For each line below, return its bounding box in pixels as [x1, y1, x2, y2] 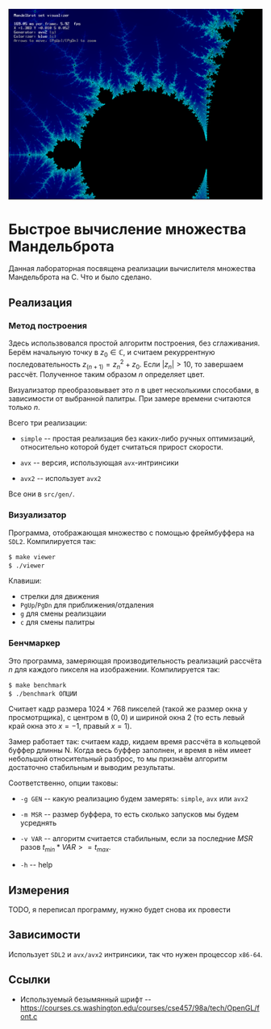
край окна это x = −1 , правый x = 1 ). [8, 722, 132, 731]
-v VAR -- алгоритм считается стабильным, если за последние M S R [19, 834, 253, 843]
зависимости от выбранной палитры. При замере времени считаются [8, 394, 252, 404]
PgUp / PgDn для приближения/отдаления [19, 600, 155, 610]
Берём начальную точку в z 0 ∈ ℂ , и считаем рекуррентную [8, 348, 215, 359]
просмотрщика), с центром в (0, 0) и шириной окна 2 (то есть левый [8, 713, 245, 722]
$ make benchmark [8, 681, 67, 689]
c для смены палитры [19, 617, 95, 627]
